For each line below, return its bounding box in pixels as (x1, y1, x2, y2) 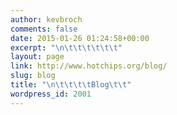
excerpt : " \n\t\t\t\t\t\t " (10, 42, 123, 53)
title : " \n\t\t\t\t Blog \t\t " (10, 80, 132, 90)
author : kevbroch (10, 14, 83, 25)
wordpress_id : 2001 (10, 89, 92, 99)
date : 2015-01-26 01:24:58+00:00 (10, 33, 150, 43)
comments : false (10, 24, 78, 34)
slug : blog (10, 71, 56, 81)
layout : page (10, 52, 65, 62)
